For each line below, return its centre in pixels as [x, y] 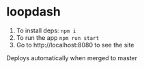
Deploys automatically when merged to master [72, 57]
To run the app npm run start [58, 37]
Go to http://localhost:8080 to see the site [75, 45]
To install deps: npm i [46, 30]
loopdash [33, 12]
